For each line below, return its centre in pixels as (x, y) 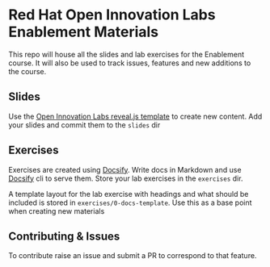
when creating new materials (57, 211)
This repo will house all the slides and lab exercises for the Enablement (127, 54)
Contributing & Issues (64, 236)
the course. (27, 71)
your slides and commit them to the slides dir (84, 125)
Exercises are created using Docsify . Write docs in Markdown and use (125, 169)
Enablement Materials (84, 32)
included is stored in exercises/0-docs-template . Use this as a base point (130, 202)
